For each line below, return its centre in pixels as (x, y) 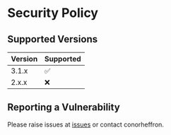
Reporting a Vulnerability (64, 107)
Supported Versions (52, 39)
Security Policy (53, 13)
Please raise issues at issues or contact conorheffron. (86, 124)
